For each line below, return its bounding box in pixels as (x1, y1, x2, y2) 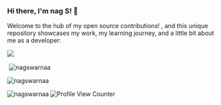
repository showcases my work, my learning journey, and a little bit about (7, 29, 214, 37)
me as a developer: (7, 36, 62, 45)
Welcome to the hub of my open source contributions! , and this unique (7, 22, 209, 30)
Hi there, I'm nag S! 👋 (7, 6, 79, 16)
